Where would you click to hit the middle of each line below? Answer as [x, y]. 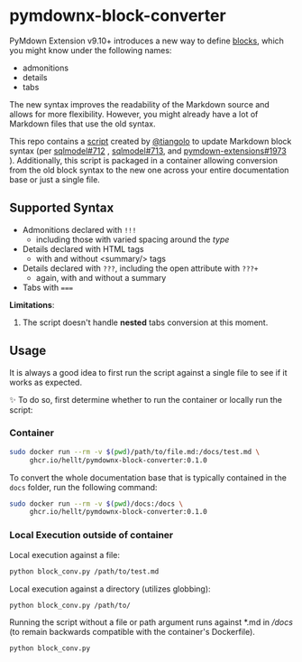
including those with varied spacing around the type [133, 239]
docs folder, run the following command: [83, 487]
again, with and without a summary [101, 277]
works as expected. [46, 382]
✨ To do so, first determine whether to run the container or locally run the [146, 399]
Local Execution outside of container [92, 536]
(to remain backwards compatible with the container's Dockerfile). [132, 632]
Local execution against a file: [64, 555]
